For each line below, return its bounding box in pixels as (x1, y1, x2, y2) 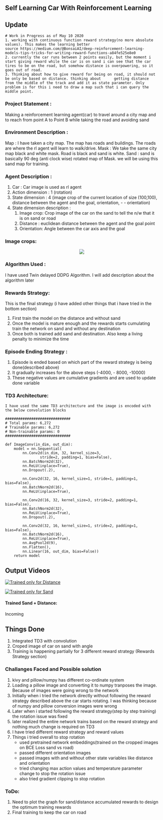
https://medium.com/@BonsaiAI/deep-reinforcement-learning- (20, 46, 145, 51)
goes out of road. (5, 68, 42, 73)
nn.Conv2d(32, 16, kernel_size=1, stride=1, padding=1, (22, 476, 138, 481)
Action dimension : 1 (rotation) (12, 189, 72, 195)
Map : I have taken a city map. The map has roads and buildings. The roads (5, 140, 156, 146)
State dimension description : (12, 205, 71, 211)
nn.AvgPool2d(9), (22, 540, 57, 545)
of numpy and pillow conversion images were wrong (12, 703, 117, 709)
